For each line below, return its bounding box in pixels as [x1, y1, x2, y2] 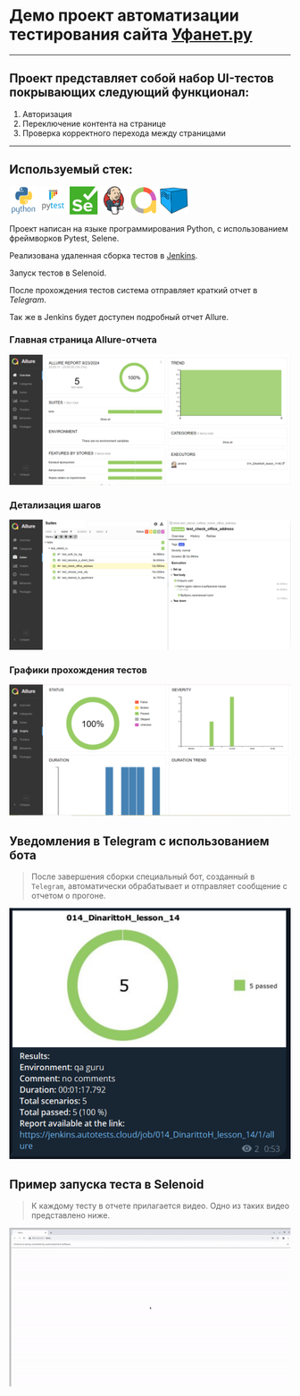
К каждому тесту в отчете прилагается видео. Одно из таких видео [30, 1200, 290, 1212]
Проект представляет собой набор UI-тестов [9, 71, 274, 86]
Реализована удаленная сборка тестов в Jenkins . [9, 250, 198, 260]
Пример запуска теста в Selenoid [9, 1177, 204, 1192]
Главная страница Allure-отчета [9, 334, 158, 346]
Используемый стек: [9, 162, 133, 177]
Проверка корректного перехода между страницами [21, 127, 226, 139]
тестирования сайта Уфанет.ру [9, 24, 253, 45]
